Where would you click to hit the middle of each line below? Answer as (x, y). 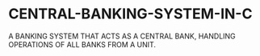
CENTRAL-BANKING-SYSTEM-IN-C (130, 14)
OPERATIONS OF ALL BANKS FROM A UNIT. (82, 44)
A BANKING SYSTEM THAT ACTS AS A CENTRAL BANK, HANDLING (122, 36)
